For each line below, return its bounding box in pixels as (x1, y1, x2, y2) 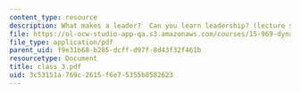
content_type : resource (9, 12, 98, 22)
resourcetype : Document (9, 54, 98, 63)
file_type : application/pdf (9, 37, 114, 47)
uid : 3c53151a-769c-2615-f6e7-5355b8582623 (9, 71, 174, 80)
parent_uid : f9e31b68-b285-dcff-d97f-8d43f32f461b (9, 46, 202, 55)
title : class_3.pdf (9, 63, 82, 72)
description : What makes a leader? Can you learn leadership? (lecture (9, 21, 286, 30)
